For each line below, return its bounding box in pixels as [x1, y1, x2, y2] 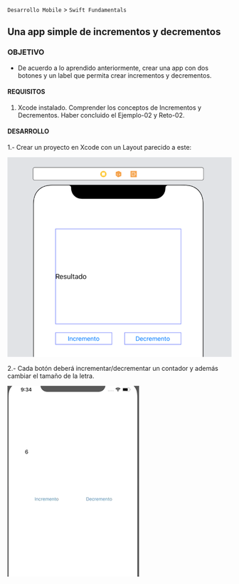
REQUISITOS [7, 88, 46, 96]
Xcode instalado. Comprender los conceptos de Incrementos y [17, 103, 201, 112]
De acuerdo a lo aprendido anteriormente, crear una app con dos [17, 63, 208, 72]
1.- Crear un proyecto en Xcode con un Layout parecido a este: [7, 143, 192, 152]
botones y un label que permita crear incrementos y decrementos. [17, 71, 212, 80]
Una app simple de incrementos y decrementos [7, 26, 221, 38]
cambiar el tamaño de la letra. [7, 372, 95, 380]
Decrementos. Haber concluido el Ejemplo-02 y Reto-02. [17, 111, 185, 119]
